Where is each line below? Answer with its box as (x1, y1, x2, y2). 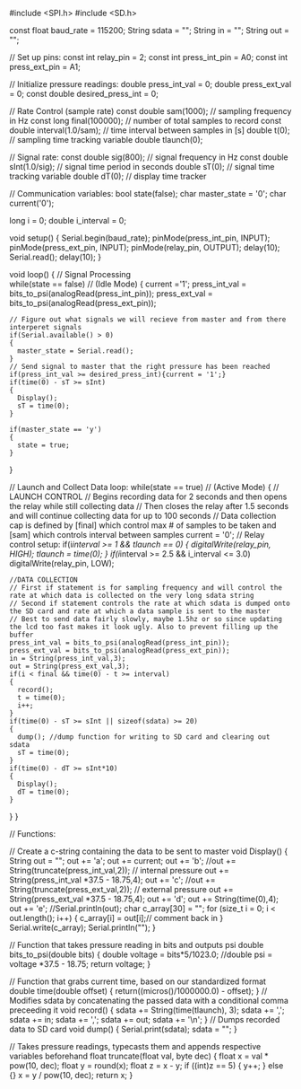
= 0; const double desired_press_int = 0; (9, 89, 159, 99)
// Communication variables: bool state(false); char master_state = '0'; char (9, 189, 287, 198)
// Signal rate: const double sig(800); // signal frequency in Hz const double (9, 152, 288, 162)
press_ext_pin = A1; (9, 62, 81, 72)
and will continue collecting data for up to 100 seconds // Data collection (9, 511, 277, 521)
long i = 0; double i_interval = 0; (9, 215, 127, 225)
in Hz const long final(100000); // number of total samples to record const (9, 116, 282, 126)
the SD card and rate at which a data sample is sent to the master (9, 607, 271, 616)
